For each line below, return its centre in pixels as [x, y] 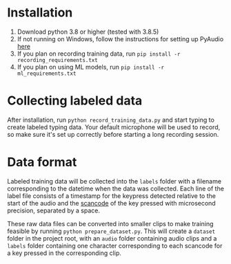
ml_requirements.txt [47, 74]
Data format [42, 162]
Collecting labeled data [75, 101]
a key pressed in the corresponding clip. [64, 253]
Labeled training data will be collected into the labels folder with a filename [114, 181]
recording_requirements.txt [57, 60]
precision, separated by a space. [54, 210]
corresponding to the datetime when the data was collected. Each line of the [115, 188]
